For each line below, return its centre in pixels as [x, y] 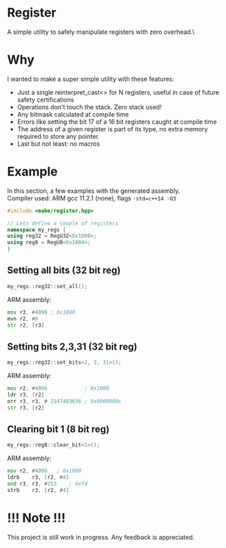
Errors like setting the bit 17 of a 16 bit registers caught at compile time [117, 122]
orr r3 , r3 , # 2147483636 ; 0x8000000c [64, 401]
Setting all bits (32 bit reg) [64, 271]
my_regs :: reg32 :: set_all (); [48, 286]
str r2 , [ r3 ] [26, 325]
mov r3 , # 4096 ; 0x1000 [41, 312]
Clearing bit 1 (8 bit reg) [59, 429]
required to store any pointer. [58, 136]
